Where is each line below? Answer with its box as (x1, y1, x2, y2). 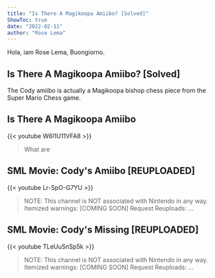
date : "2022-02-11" (7, 23, 63, 30)
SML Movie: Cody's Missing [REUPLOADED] (7, 224, 199, 236)
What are (23, 145, 50, 153)
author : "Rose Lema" (7, 29, 67, 36)
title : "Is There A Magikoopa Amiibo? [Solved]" (7, 10, 149, 17)
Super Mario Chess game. (7, 94, 81, 102)
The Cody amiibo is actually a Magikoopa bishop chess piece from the (7, 87, 206, 95)
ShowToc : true (7, 17, 48, 23)
